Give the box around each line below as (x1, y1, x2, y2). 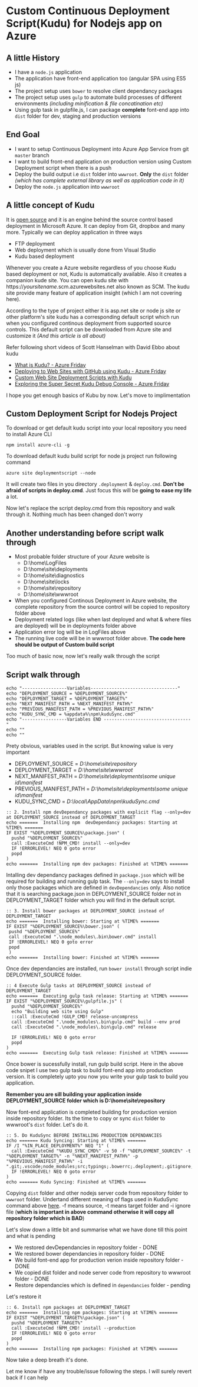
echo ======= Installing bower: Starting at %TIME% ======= (6, 918, 160, 924)
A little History (6, 53, 60, 63)
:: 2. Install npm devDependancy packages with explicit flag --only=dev (6, 809, 192, 815)
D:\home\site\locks (23, 578, 70, 585)
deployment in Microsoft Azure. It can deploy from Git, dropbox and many (6, 222, 185, 229)
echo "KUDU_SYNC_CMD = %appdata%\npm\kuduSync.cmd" (6, 711, 136, 717)
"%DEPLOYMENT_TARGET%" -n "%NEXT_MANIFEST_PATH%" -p (6, 1153, 138, 1159)
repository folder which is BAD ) (6, 1215, 85, 1222)
